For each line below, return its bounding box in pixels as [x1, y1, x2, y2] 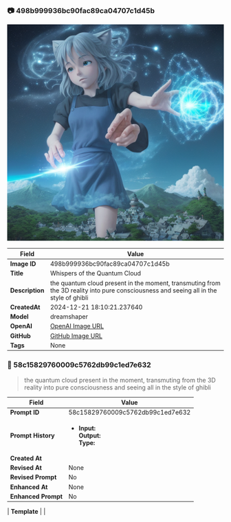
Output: [78, 431, 101, 440]
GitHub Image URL [50, 332, 103, 340]
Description [10, 286, 45, 294]
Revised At [10, 464, 43, 472]
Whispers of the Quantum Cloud [50, 269, 142, 277]
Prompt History [10, 431, 55, 440]
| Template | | [7, 508, 46, 516]
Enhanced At [10, 483, 48, 491]
